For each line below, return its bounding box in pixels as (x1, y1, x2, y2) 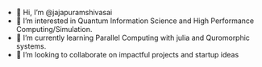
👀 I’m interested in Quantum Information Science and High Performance (15, 16, 255, 26)
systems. (15, 41, 47, 51)
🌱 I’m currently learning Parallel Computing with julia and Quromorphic (15, 33, 250, 42)
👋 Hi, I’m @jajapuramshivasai (15, 8, 113, 17)
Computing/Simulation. (15, 25, 93, 33)
